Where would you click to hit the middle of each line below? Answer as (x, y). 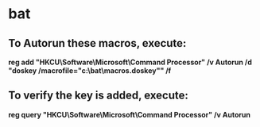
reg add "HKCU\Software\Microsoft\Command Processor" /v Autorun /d (130, 62)
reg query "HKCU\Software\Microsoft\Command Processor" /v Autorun (129, 114)
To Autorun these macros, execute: (97, 43)
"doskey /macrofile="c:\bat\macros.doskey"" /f (90, 71)
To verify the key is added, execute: (98, 96)
